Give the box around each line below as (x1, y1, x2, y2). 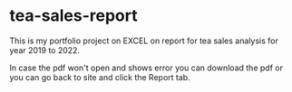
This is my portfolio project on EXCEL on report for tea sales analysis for (9, 35, 278, 46)
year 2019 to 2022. (9, 44, 80, 55)
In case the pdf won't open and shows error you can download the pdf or (9, 62, 284, 73)
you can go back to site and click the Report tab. (9, 71, 190, 82)
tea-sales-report (9, 5, 138, 26)
